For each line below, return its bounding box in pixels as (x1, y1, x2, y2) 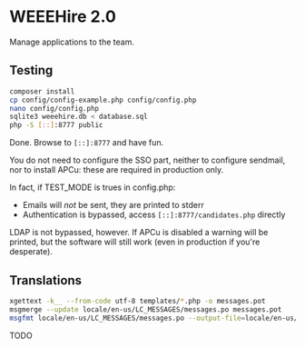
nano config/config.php (9, 104, 100, 113)
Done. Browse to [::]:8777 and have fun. (9, 137, 164, 148)
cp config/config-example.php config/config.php (9, 95, 197, 104)
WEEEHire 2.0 (9, 6, 116, 27)
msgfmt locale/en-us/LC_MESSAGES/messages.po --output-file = (9, 313, 246, 323)
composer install (9, 86, 75, 96)
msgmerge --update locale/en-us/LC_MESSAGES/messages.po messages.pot (9, 304, 282, 314)
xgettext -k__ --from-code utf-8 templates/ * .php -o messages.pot (9, 296, 266, 305)
